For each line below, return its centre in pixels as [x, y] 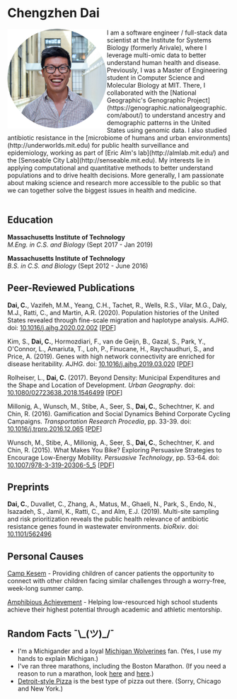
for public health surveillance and [140, 145]
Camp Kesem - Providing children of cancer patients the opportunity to [111, 573]
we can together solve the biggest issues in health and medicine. [102, 190]
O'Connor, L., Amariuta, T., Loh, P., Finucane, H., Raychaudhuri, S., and [111, 348]
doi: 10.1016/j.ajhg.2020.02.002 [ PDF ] [62, 327]
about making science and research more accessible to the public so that [114, 182]
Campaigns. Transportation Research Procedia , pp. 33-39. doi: [99, 421]
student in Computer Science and [156, 77]
